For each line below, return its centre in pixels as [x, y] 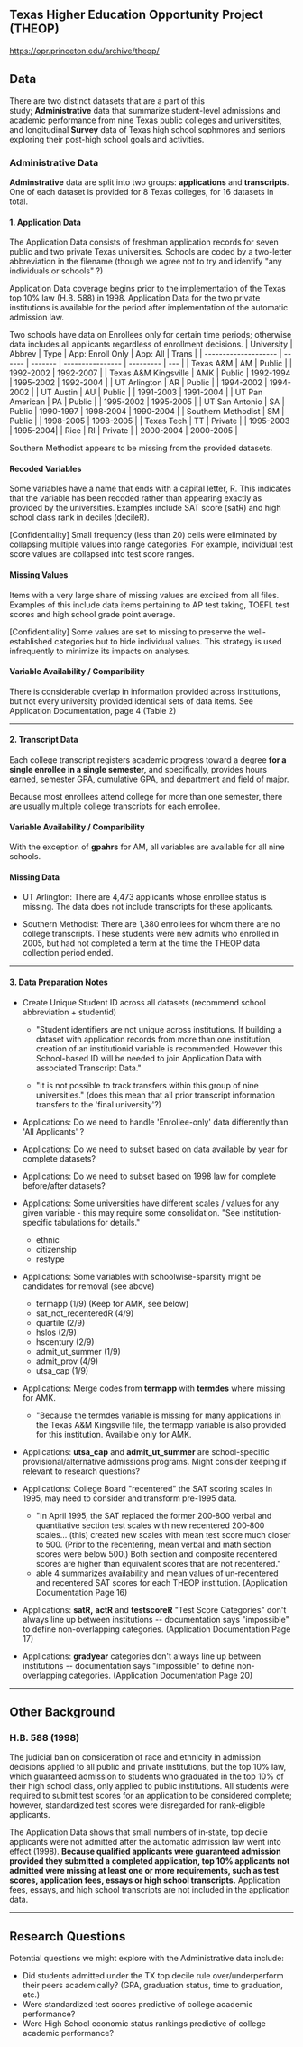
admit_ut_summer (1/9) [78, 1351]
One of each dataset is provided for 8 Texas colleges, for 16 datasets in [142, 191]
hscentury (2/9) [65, 1342]
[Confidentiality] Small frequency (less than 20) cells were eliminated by [143, 535]
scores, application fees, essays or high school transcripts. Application [145, 1880]
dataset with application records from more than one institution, [154, 1039]
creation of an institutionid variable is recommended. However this [159, 1048]
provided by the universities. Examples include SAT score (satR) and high [145, 508]
